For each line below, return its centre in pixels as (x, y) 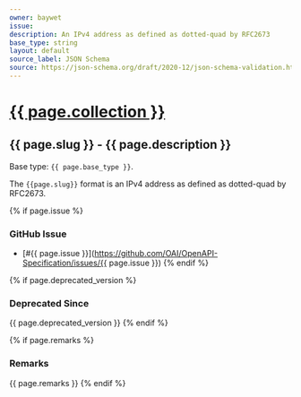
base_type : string (43, 43)
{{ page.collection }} (87, 112)
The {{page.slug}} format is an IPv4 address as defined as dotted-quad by (148, 184)
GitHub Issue (38, 234)
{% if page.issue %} (46, 211)
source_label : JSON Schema (60, 59)
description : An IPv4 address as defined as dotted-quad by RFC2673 (140, 34)
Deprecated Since (49, 304)
